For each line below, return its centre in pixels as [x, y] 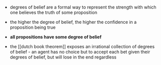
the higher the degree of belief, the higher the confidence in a [73, 22]
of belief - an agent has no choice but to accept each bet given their [80, 52]
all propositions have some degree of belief [56, 37]
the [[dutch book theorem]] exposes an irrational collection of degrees [82, 46]
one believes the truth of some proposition [53, 12]
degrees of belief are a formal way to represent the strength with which [83, 7]
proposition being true [33, 27]
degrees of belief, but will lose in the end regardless [63, 57]
